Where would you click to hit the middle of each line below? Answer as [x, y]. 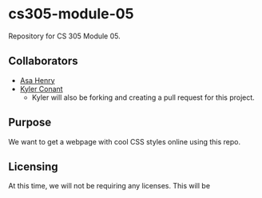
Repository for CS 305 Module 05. [65, 36]
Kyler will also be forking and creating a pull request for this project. [143, 97]
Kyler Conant [41, 89]
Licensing [33, 166]
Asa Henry [37, 80]
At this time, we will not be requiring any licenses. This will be [109, 186]
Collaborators [43, 61]
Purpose [30, 123]
